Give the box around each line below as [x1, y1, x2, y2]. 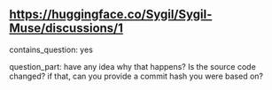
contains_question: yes [9, 44, 93, 55]
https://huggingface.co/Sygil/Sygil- [9, 7, 213, 22]
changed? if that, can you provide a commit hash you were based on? [9, 71, 264, 81]
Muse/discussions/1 [9, 21, 124, 36]
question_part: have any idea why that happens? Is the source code [9, 61, 257, 71]
